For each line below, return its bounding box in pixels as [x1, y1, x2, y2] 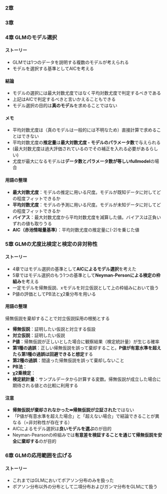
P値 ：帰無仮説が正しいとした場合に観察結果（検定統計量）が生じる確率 [12, 338, 160, 344]
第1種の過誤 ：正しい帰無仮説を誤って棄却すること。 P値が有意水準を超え [12, 345, 162, 351]
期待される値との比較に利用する [12, 382, 78, 388]
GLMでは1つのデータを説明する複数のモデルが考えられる [12, 59, 129, 65]
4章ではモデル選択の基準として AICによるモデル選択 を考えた [12, 266, 137, 272]
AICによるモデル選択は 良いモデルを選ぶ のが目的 [12, 426, 112, 432]
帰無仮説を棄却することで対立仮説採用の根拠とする [5, 315, 110, 321]
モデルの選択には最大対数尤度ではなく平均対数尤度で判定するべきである [12, 90, 161, 96]
